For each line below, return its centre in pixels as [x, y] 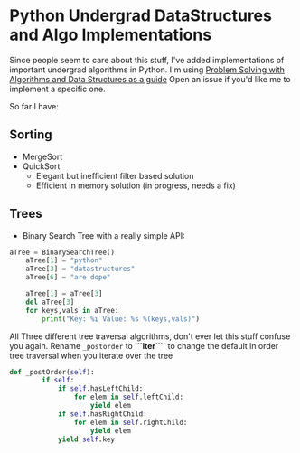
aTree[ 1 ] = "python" [64, 260]
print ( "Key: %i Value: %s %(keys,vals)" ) [121, 319]
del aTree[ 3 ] [50, 302]
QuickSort [41, 166]
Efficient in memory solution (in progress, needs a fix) [136, 185]
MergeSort [42, 156]
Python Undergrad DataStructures [141, 16]
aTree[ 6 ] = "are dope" [68, 278]
